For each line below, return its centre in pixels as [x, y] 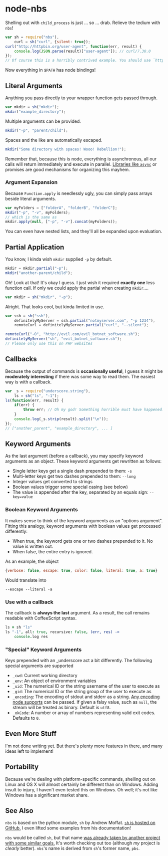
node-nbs [26, 9]
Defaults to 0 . [26, 718]
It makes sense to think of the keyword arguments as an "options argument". [84, 520]
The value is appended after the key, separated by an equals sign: [80, 492]
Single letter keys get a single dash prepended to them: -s [72, 471]
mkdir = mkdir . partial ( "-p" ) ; [37, 269]
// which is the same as [31, 217]
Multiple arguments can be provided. [43, 121]
